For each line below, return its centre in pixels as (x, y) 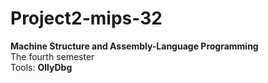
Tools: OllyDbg (41, 67)
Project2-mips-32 (86, 18)
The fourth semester (52, 56)
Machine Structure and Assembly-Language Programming (134, 46)
